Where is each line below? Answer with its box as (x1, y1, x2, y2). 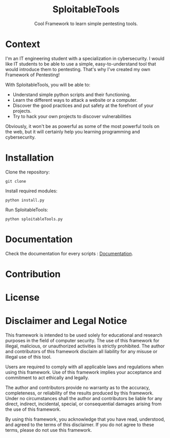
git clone (5, 179, 27, 184)
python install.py (5, 198, 45, 203)
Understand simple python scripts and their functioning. (12, 91, 131, 98)
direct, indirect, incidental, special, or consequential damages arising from (5, 401, 162, 407)
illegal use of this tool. (5, 354, 52, 360)
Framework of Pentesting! (5, 72, 60, 78)
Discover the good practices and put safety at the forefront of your (12, 102, 154, 108)
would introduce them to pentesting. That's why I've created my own (5, 66, 151, 72)
